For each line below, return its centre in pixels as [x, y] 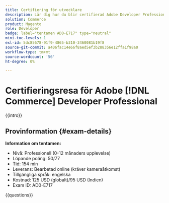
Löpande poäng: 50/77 [36, 158]
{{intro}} [14, 115]
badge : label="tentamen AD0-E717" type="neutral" [58, 33]
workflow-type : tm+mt [28, 52]
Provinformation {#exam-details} [59, 131]
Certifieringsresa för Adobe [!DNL [77, 91]
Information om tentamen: [33, 143]
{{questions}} [19, 195]
